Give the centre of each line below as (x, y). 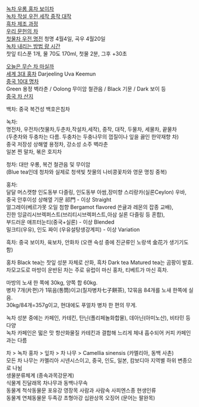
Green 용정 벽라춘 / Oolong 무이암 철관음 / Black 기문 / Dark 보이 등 (86, 89)
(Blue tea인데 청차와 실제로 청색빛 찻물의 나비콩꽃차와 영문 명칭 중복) (87, 172)
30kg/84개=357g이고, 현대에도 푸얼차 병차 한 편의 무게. (72, 305)
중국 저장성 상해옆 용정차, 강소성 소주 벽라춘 (57, 144)
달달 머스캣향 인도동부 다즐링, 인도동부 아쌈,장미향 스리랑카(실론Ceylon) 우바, (97, 192)
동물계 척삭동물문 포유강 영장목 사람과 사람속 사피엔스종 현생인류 (81, 390)
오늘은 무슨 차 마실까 (30, 66)
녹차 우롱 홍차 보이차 (30, 9)
